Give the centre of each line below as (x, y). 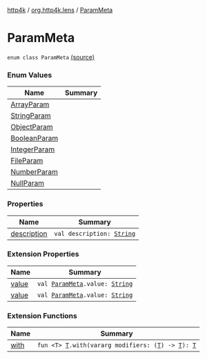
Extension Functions (42, 315)
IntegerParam (33, 149)
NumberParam (34, 172)
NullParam (28, 183)
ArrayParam (30, 104)
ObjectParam (32, 127)
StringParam (31, 116)
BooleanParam (34, 138)
